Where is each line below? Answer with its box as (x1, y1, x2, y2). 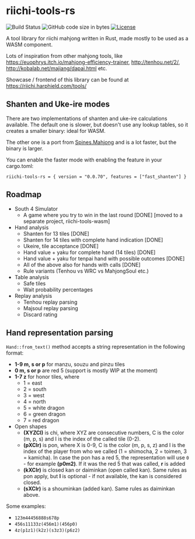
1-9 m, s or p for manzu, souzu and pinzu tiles (14, 361, 126, 368)
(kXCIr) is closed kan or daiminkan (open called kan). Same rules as (23, 466, 187, 473)
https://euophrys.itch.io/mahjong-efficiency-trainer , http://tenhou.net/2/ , (6, 59, 180, 66)
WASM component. (6, 41, 53, 48)
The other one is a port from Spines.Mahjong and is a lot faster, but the (6, 139, 177, 146)
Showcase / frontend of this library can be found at (6, 76, 129, 83)
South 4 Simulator (14, 205, 58, 212)
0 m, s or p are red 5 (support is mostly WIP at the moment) (14, 367, 158, 374)
